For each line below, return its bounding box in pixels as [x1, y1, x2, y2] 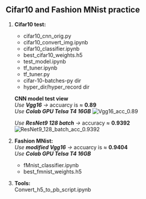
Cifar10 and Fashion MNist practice [5, 5, 141, 15]
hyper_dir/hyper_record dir [23, 83, 90, 91]
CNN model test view [14, 95, 68, 102]
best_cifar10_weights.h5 [23, 51, 83, 59]
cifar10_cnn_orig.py [23, 32, 71, 40]
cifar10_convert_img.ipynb [23, 38, 88, 46]
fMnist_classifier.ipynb [23, 161, 79, 168]
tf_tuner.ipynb [23, 64, 58, 71]
